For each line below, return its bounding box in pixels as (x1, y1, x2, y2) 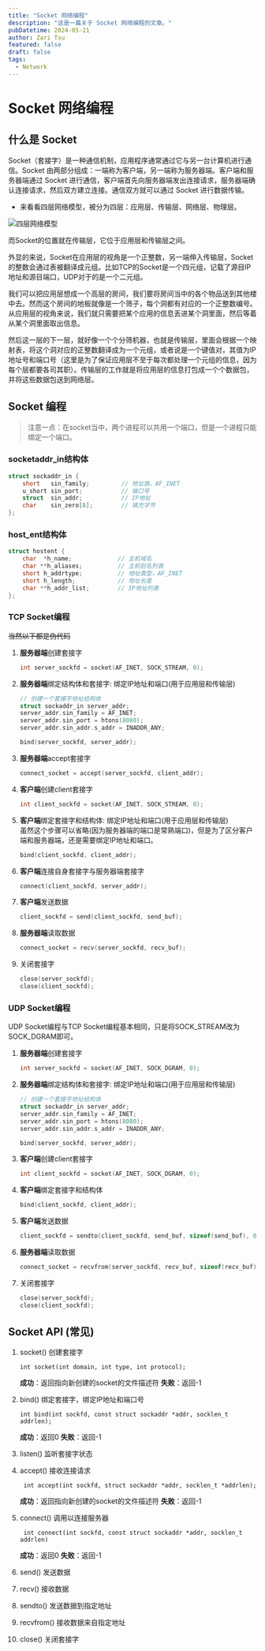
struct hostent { (8, 548, 65, 556)
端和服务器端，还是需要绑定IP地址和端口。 (19, 835, 158, 844)
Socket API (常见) (8, 1325, 95, 1338)
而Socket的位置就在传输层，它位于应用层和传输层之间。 (8, 235, 190, 245)
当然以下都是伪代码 (8, 631, 71, 640)
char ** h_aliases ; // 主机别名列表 (22, 562, 164, 571)
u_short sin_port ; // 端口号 (22, 487, 150, 495)
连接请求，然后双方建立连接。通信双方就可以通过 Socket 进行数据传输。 (14, 185, 249, 194)
